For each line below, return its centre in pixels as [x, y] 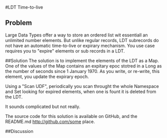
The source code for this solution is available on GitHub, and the [71, 116]
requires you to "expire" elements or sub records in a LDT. [65, 51]
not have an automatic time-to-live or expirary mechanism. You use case [80, 45]
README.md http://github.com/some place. [50, 121]
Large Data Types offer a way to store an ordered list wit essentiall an [77, 35]
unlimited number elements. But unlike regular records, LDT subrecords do [82, 40]
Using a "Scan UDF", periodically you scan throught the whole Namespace [82, 86]
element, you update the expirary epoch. [47, 76]
